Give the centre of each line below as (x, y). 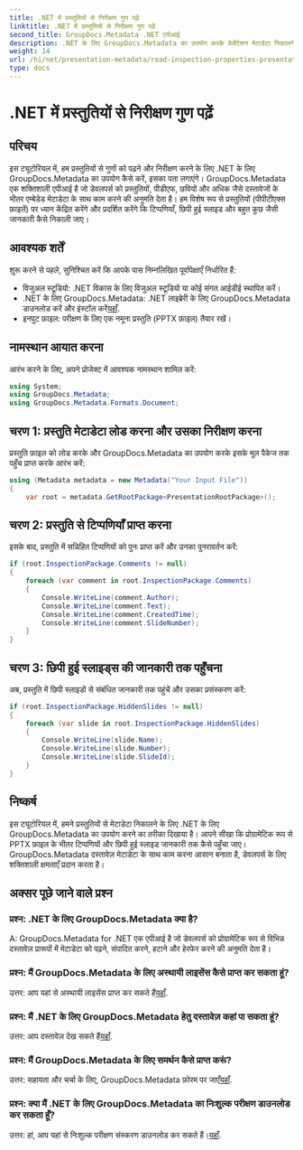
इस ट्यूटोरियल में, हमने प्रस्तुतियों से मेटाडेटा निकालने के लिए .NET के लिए (114, 824)
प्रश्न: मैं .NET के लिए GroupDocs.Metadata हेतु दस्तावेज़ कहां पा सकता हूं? (144, 1016)
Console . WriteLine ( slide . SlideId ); (109, 757)
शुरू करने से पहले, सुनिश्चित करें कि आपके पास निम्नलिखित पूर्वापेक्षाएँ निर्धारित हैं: (123, 270)
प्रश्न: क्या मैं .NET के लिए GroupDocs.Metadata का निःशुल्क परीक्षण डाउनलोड (150, 1104)
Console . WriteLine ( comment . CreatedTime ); (121, 614)
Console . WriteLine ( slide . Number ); (106, 749)
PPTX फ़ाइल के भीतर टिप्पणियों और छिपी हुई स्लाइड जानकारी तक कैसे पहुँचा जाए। (128, 844)
